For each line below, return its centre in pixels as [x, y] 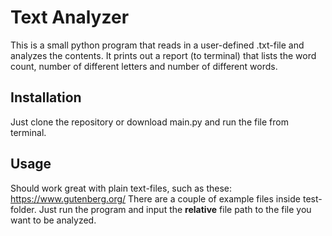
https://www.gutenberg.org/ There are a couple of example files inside [155, 198]
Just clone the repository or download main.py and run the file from [149, 122]
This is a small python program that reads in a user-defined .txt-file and [157, 45]
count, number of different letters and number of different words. [144, 66]
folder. [23, 209]
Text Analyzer [70, 17]
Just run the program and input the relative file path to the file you [175, 209]
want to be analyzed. [53, 220]
